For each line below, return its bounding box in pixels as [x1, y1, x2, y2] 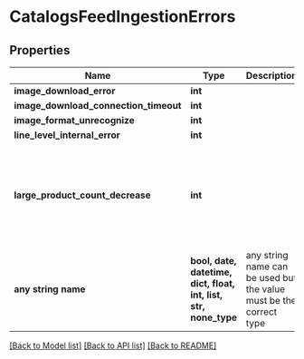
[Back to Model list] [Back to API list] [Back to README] [9, 340, 217, 351]
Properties [9, 43, 71, 58]
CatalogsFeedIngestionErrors [9, 6, 236, 27]
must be [245, 295, 280, 306]
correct [245, 306, 278, 318]
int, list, [189, 288, 223, 301]
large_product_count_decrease [14, 189, 151, 201]
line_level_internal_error [14, 129, 120, 141]
